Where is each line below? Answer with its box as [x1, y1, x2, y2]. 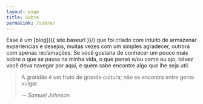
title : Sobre [6, 14, 39, 20]
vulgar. [21, 80, 39, 87]
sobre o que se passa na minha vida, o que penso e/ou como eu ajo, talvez [6, 55, 194, 63]
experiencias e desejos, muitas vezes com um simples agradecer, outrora [6, 43, 190, 50]
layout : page [6, 8, 39, 15]
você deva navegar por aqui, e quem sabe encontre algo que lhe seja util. [6, 62, 190, 69]
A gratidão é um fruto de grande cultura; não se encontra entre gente [21, 73, 195, 81]
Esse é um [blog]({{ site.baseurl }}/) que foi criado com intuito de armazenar [6, 37, 197, 44]
